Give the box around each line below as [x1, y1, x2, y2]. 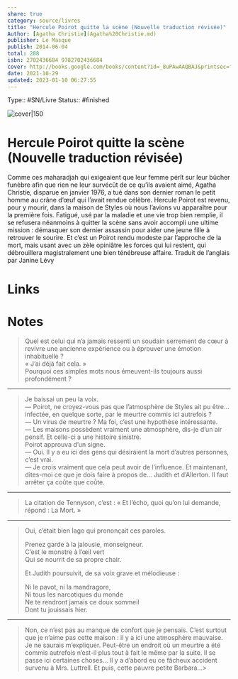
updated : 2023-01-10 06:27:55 [7, 76, 97, 84]
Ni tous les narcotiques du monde [24, 590, 124, 599]
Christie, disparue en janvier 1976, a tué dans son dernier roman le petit [7, 188, 216, 197]
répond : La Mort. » [24, 506, 81, 515]
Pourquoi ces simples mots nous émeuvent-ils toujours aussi [24, 367, 203, 376]
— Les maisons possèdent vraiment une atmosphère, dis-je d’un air [24, 425, 222, 434]
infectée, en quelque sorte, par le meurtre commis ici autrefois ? [24, 410, 212, 419]
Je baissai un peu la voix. [24, 395, 99, 403]
